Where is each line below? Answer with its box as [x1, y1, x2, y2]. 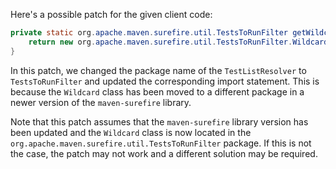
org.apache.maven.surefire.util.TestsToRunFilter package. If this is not [10, 137, 312, 149]
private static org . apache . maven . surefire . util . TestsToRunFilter [10, 28, 288, 38]
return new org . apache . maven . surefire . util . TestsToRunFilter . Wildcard [28, 37, 329, 47]
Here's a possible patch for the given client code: [10, 9, 213, 20]
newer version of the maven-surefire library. [10, 96, 192, 108]
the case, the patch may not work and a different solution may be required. [10, 147, 318, 159]
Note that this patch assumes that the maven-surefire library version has [10, 115, 309, 128]
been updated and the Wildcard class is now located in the [10, 126, 252, 138]
